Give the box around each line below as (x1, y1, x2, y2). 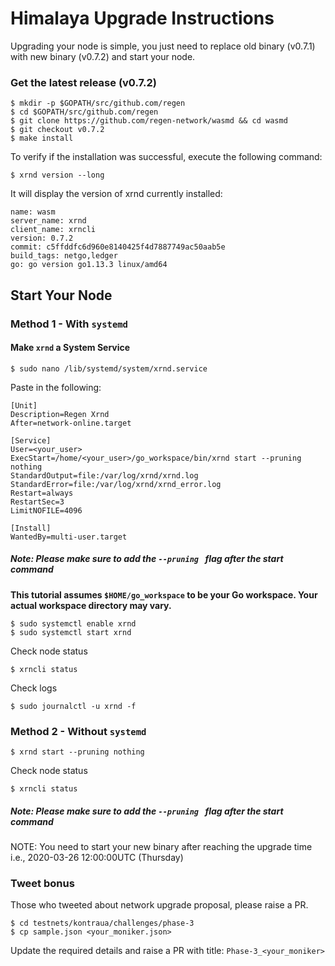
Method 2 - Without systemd (10, 724, 147, 738)
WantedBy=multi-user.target (10, 532, 128, 542)
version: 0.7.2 (10, 233, 74, 244)
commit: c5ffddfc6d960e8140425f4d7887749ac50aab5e (10, 242, 226, 252)
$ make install (10, 133, 74, 144)
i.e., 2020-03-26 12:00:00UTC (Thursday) (10, 851, 184, 863)
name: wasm (10, 207, 56, 217)
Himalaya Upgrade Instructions (10, 7, 275, 30)
